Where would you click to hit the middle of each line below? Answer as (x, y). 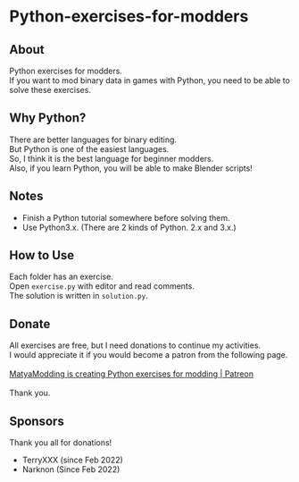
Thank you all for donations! (61, 443)
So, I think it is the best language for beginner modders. (112, 158)
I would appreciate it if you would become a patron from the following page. (149, 355)
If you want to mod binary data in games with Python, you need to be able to (149, 80)
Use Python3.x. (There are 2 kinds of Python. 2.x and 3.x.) (129, 227)
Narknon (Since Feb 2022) (71, 469)
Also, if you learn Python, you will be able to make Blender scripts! (131, 168)
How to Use (42, 255)
